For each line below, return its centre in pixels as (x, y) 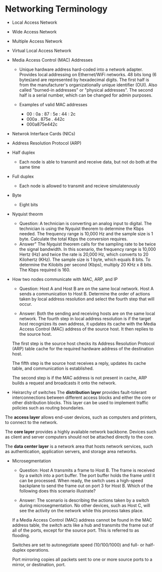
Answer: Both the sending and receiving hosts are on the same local (87, 313)
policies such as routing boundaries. (48, 408)
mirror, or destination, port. (39, 564)
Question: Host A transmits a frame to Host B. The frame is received (87, 470)
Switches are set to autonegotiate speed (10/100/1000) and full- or (78, 545)
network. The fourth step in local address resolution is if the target (85, 318)
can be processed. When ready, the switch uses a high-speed (81, 480)
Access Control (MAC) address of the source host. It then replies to (86, 329)
